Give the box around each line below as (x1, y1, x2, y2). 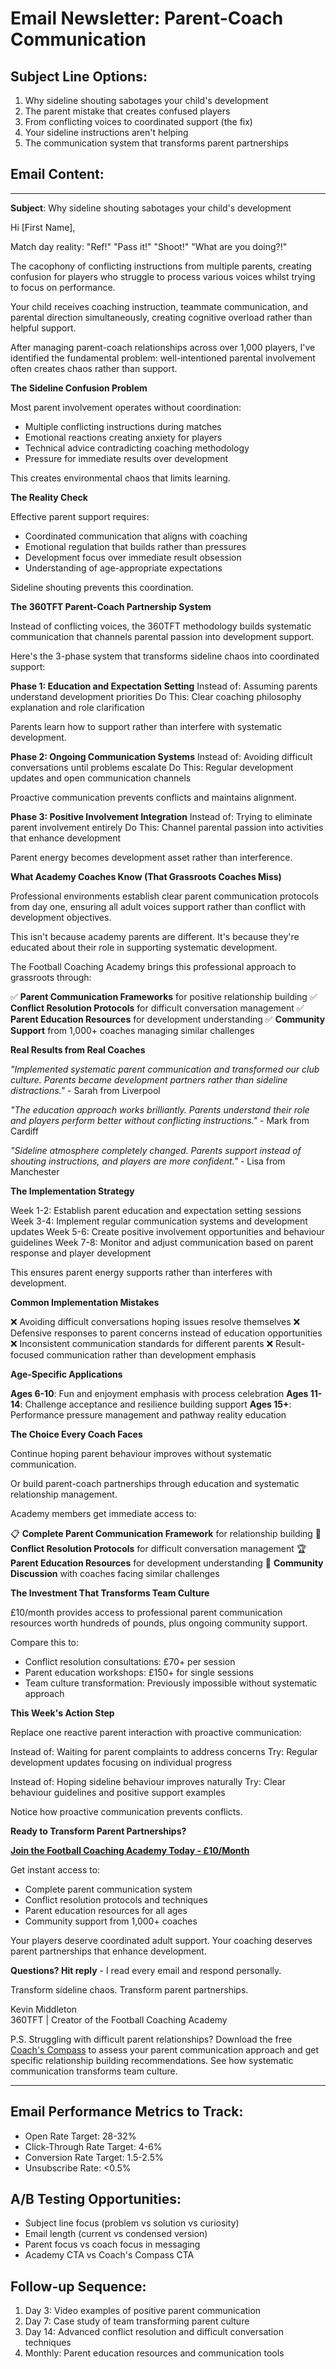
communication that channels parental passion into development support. (10, 630, 314, 642)
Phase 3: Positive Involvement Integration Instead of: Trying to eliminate (10, 810, 313, 822)
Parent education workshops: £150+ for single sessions (24, 1666, 254, 1678)
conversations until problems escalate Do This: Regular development (10, 761, 294, 773)
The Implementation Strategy (10, 1185, 135, 1197)
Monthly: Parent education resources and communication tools (24, 2347, 285, 2359)
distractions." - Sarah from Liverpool (10, 1084, 161, 1096)
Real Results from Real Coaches (10, 1043, 146, 1056)
